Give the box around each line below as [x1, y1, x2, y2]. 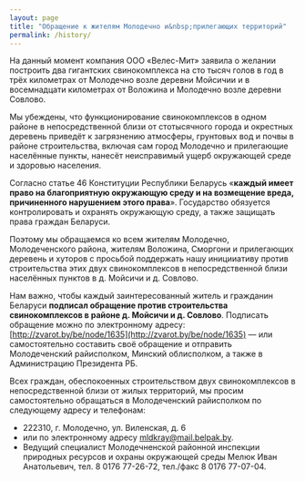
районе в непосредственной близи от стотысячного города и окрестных [9, 121, 293, 132]
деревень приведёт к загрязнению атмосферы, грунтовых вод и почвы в [9, 131, 294, 142]
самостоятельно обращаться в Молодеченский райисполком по [9, 395, 262, 406]
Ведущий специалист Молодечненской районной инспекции [22, 442, 260, 453]
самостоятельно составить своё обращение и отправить [9, 339, 232, 350]
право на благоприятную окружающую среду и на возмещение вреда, [9, 188, 294, 199]
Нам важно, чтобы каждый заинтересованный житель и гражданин [9, 291, 274, 302]
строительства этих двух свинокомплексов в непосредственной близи [9, 263, 289, 274]
